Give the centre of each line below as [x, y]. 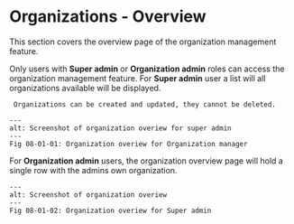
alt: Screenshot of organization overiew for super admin [120, 128]
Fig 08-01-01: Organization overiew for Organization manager [129, 144]
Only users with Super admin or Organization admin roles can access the [147, 69]
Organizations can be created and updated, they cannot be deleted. [145, 104]
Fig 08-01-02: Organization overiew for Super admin [110, 210]
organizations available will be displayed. [85, 88]
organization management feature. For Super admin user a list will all [138, 78]
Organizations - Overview [108, 17]
